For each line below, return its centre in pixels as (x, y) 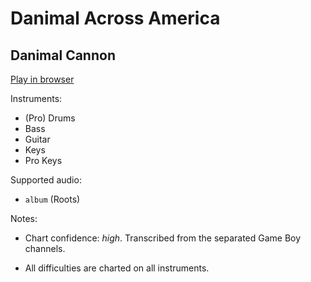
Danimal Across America (115, 18)
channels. (45, 248)
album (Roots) (52, 199)
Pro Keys (43, 160)
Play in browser (42, 79)
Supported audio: (46, 180)
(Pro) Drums (50, 118)
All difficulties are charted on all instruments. (117, 268)
